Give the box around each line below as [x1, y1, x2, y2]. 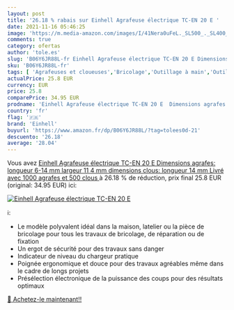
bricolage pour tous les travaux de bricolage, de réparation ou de [17, 230, 205, 238]
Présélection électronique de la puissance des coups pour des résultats [17, 274, 224, 283]
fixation [17, 238, 40, 246]
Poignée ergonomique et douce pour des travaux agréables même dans [17, 259, 224, 268]
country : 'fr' [7, 107, 49, 114]
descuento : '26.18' [7, 133, 64, 140]
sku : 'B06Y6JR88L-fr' [7, 62, 70, 69]
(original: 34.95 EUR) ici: [7, 181, 77, 189]
